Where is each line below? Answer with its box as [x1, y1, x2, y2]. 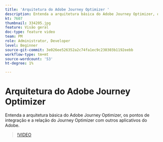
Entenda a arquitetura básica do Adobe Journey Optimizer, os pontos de [5, 112, 149, 118]
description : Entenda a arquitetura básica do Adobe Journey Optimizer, [5, 12, 155, 16]
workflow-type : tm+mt [5, 52, 49, 57]
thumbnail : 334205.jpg [5, 20, 51, 26]
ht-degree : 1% [5, 61, 34, 66]
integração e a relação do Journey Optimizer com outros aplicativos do [5, 117, 147, 123]
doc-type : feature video [5, 29, 55, 34]
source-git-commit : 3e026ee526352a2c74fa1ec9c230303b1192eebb [5, 47, 133, 52]
